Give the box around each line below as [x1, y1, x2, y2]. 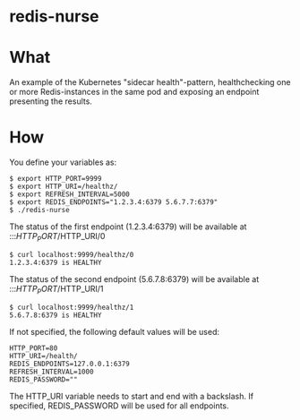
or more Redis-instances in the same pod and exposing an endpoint [9, 87, 260, 98]
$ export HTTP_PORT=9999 [9, 175, 102, 184]
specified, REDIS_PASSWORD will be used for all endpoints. [9, 400, 230, 411]
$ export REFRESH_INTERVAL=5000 [9, 190, 130, 199]
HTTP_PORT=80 [9, 343, 58, 353]
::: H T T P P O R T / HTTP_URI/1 [9, 283, 105, 296]
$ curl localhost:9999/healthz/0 [9, 250, 134, 259]
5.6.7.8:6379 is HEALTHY [9, 311, 102, 320]
